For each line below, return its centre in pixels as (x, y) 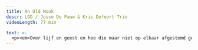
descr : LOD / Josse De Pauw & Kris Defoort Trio (67, 17)
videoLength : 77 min (32, 22)
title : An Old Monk (30, 11)
